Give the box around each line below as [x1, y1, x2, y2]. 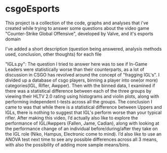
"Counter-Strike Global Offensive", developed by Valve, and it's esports [5, 30, 153, 36]
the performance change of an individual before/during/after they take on [5, 125, 158, 132]
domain [5, 36, 21, 42]
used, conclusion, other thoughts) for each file [5, 51, 102, 57]
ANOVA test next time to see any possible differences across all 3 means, [5, 136, 158, 142]
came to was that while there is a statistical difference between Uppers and [5, 104, 162, 110]
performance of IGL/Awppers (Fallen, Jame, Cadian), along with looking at [5, 120, 159, 126]
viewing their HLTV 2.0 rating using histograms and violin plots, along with [5, 93, 159, 99]
